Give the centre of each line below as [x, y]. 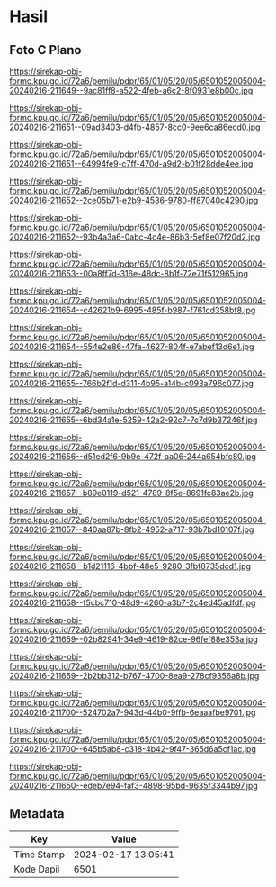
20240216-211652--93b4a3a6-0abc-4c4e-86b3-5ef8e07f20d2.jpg [135, 237]
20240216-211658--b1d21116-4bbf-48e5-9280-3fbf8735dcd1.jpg [130, 566]
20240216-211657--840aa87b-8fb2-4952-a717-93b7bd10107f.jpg [132, 529]
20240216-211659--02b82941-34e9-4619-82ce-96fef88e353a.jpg [134, 639]
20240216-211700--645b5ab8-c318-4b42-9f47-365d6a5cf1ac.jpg [133, 749]
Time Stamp [40, 855]
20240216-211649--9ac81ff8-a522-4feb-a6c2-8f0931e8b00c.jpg [131, 91]
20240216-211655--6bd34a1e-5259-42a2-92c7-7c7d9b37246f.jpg [134, 420]
